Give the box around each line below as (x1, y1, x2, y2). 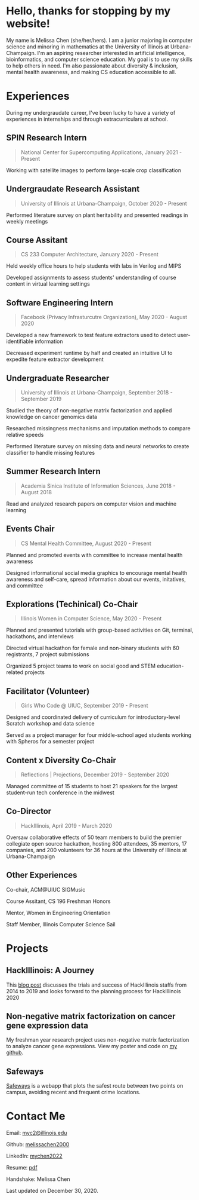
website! (6, 17, 51, 30)
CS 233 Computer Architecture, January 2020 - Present (20, 251, 159, 258)
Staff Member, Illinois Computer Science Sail (6, 920, 116, 927)
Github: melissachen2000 (6, 1141, 70, 1148)
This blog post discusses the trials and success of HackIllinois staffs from (6, 981, 187, 988)
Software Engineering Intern (6, 298, 114, 308)
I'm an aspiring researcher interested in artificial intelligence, (37, 49, 186, 56)
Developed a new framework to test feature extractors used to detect (6, 332, 176, 339)
